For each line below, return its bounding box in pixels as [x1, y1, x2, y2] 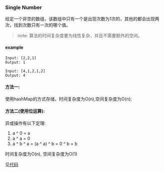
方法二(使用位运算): [5, 108, 45, 114]
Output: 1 [5, 60, 26, 65]
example [5, 44, 24, 50]
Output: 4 [5, 73, 26, 78]
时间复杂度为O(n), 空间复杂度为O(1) [5, 151, 78, 157]
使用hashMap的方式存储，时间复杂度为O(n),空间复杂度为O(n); [5, 96, 132, 102]
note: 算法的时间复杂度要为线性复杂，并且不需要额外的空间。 [17, 33, 143, 39]
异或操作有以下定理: [5, 120, 46, 126]
